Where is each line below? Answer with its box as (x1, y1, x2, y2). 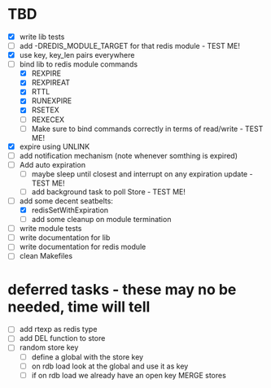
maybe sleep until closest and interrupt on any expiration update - (31, 168, 253, 179)
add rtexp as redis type (19, 325, 98, 334)
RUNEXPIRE (31, 96, 72, 106)
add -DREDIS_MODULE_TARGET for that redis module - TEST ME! (19, 41, 241, 50)
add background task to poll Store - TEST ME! (31, 186, 186, 196)
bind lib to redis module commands (19, 59, 138, 69)
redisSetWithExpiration (31, 205, 109, 215)
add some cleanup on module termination (31, 215, 172, 225)
